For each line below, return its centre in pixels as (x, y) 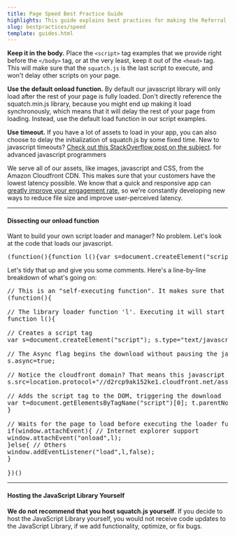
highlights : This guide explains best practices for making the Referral (117, 20)
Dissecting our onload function (53, 221)
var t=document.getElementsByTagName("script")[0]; (98, 403)
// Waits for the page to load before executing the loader (113, 424)
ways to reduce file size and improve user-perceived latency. (95, 198)
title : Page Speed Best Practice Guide (65, 14)
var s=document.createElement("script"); (79, 340)
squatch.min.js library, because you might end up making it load (99, 104)
